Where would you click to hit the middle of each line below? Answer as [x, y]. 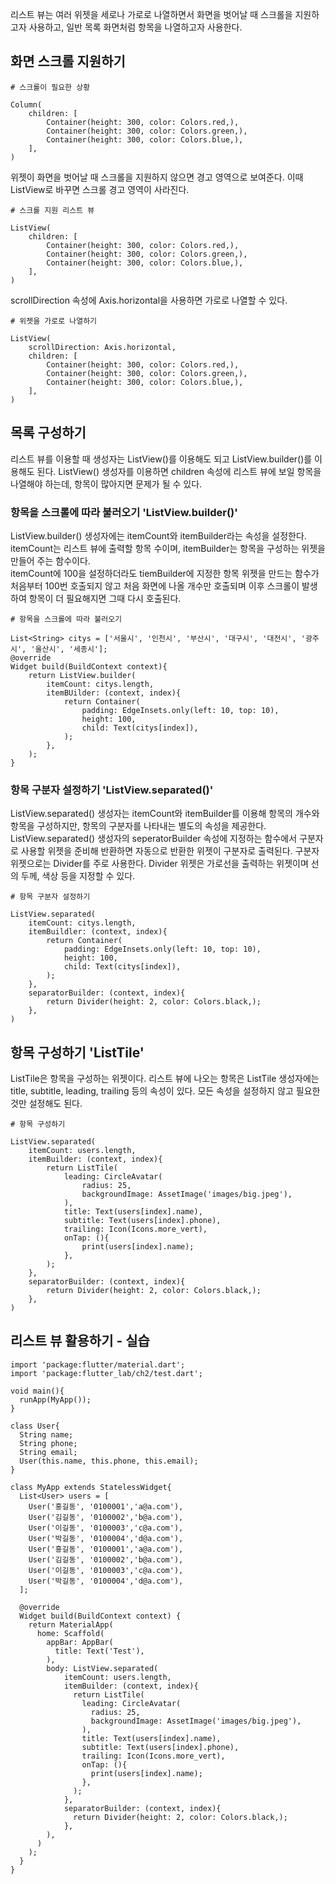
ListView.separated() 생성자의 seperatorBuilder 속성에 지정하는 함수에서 [154, 839]
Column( [26, 104]
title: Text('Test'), [99, 1651]
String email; [48, 1452]
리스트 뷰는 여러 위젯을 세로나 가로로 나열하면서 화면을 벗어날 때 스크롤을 [151, 14]
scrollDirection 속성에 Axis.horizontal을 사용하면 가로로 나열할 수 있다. [149, 300]
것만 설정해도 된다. [46, 1104]
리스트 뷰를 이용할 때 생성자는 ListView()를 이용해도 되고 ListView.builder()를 [161, 459]
